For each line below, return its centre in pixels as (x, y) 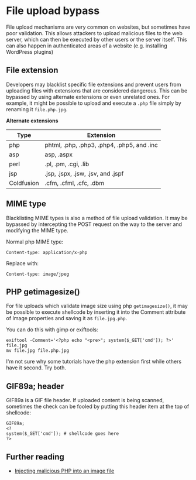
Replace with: (23, 263)
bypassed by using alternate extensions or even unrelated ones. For (88, 97)
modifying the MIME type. (37, 230)
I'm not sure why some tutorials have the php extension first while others (94, 362)
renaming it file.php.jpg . (37, 109)
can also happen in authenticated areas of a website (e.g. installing (87, 46)
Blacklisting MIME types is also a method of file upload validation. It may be (97, 218)
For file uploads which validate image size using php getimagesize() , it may (97, 306)
